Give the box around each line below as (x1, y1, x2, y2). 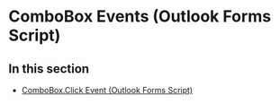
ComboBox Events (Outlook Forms (8, 6, 272, 27)
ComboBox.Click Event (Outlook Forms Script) (21, 85, 194, 95)
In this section (8, 61, 90, 76)
